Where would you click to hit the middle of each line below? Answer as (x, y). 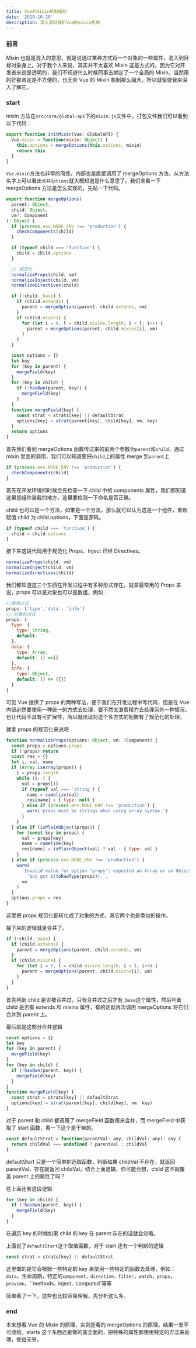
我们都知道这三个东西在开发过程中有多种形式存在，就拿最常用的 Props (90, 585)
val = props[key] (43, 838)
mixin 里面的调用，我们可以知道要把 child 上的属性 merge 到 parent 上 (88, 456)
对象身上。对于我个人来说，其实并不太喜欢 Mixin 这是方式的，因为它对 (96, 65)
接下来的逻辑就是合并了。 (37, 928)
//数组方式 (17, 603)
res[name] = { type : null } (61, 800)
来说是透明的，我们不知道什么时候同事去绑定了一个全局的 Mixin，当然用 (103, 72)
